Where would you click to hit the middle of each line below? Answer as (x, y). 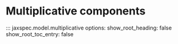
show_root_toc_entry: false (40, 34)
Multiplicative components (75, 11)
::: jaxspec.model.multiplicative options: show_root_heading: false (89, 28)
